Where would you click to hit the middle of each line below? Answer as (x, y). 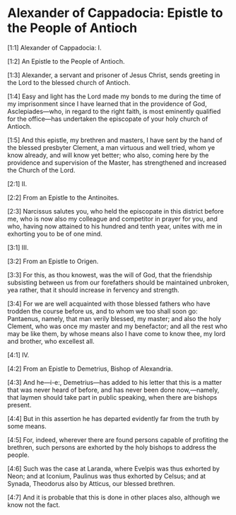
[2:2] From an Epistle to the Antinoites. (63, 197)
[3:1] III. (18, 247)
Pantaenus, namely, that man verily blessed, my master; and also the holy (114, 318)
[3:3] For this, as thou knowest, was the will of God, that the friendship (110, 274)
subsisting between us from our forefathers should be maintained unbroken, (118, 282)
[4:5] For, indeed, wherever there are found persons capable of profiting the (118, 439)
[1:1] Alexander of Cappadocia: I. (54, 47)
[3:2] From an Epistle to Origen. (53, 261)
